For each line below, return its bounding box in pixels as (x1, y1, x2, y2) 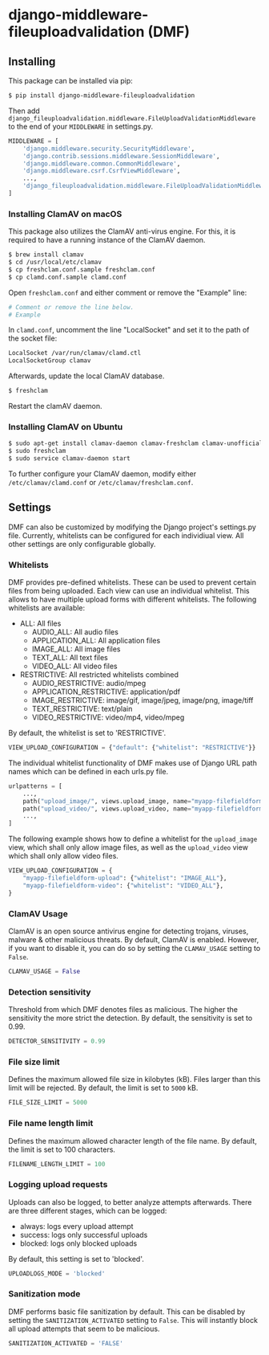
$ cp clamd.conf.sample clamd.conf (8, 273, 127, 281)
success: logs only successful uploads (19, 1230, 148, 1239)
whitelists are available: (8, 603, 86, 613)
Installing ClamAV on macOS (8, 208, 122, 219)
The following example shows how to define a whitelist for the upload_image (8, 834, 258, 844)
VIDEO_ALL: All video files (31, 661, 118, 671)
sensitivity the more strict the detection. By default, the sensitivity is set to (8, 1014, 253, 1023)
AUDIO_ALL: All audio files (31, 627, 118, 637)
